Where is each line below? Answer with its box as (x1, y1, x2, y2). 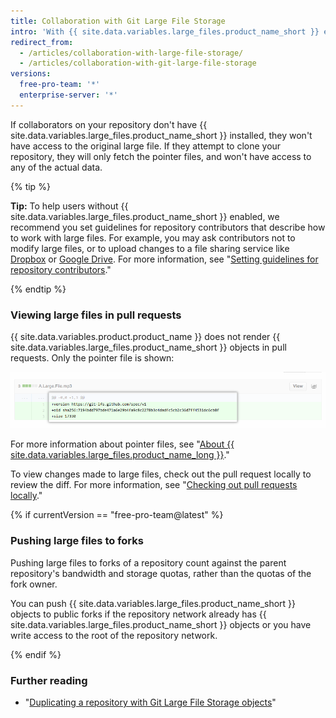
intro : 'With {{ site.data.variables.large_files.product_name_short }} (10, 26, 320, 37)
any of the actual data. (10, 161, 103, 173)
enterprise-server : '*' (19, 90, 118, 100)
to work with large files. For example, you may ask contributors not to (10, 231, 296, 244)
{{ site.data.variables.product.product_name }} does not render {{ (10, 331, 281, 343)
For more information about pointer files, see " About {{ (10, 438, 235, 450)
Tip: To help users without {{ (10, 200, 129, 212)
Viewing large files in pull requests (10, 308, 182, 322)
